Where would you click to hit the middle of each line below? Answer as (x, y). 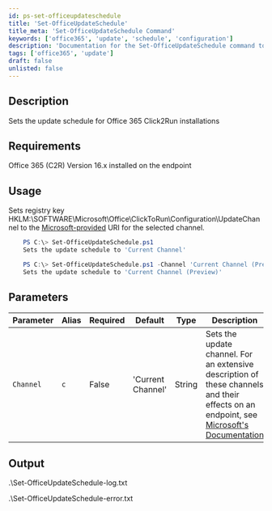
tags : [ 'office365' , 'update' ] (61, 53)
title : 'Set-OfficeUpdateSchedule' (68, 23)
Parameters (38, 297)
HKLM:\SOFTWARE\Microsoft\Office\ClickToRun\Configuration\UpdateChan (134, 219)
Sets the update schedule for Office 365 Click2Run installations (114, 120)
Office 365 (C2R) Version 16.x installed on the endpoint (100, 166)
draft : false (30, 61)
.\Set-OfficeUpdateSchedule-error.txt (71, 499)
